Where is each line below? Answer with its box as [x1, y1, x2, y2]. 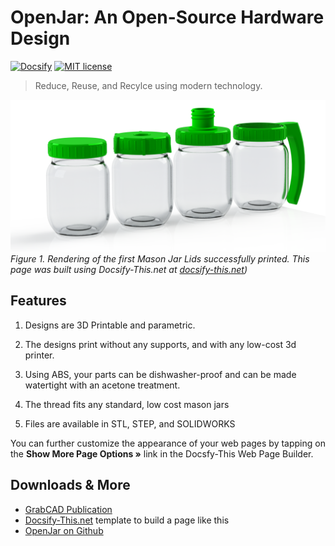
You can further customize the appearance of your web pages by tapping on [10, 437, 326, 449]
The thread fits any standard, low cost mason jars [24, 398, 230, 410]
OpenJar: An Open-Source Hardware [10, 6, 325, 29]
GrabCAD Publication [24, 503, 113, 515]
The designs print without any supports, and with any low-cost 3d [24, 338, 297, 350]
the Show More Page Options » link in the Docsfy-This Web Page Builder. [10, 447, 314, 460]
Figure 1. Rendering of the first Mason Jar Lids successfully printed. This [10, 253, 310, 265]
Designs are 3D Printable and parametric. [24, 319, 196, 331]
